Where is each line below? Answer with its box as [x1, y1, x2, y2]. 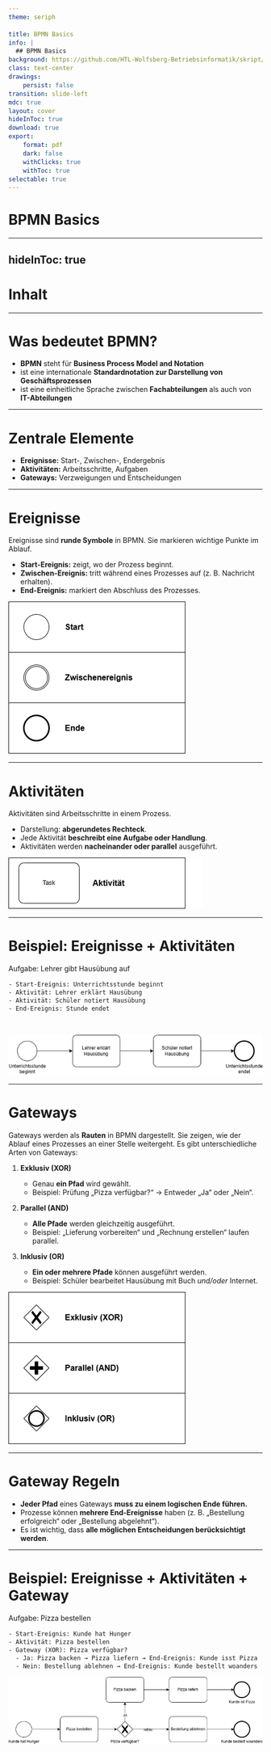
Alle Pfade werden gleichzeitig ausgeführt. [31, 1219, 175, 1228]
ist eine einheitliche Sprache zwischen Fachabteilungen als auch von [19, 385, 252, 394]
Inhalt [8, 285, 48, 303]
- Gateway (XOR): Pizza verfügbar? [8, 1645, 128, 1654]
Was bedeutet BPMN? [8, 332, 158, 351]
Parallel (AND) [19, 1202, 69, 1212]
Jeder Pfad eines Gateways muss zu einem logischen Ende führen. [19, 1499, 248, 1509]
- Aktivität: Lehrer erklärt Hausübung [8, 988, 143, 997]
